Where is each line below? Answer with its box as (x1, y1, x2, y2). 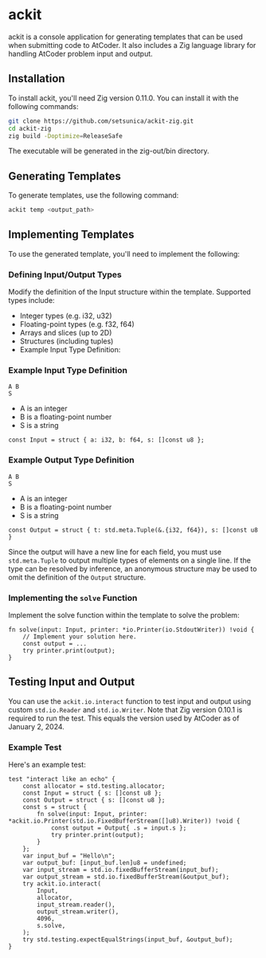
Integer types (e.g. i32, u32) (19, 311, 112, 320)
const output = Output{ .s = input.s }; (50, 824, 187, 832)
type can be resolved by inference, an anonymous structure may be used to (8, 563, 257, 573)
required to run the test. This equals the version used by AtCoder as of (8, 713, 240, 723)
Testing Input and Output (8, 675, 135, 689)
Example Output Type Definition (8, 454, 135, 465)
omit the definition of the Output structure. (8, 572, 147, 582)
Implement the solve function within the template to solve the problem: (8, 611, 241, 620)
